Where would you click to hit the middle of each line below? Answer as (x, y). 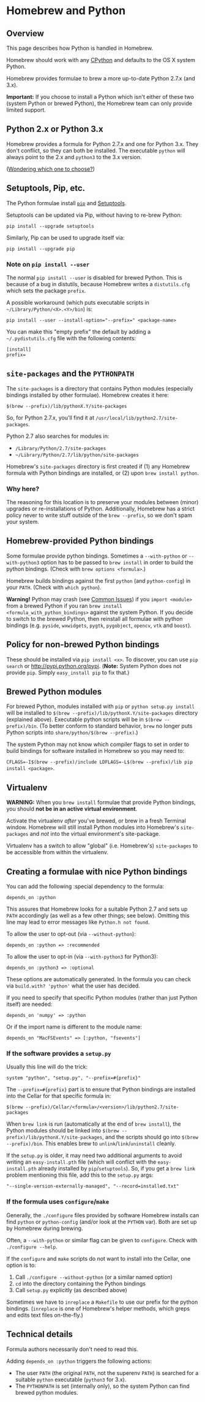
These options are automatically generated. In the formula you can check (99, 979)
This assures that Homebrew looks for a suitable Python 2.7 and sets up (97, 909)
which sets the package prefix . (46, 290)
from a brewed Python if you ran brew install (64, 606)
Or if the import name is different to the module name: (74, 1027)
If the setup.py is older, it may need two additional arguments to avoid (94, 1156)
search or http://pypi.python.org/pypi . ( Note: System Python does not (94, 666)
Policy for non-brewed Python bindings (83, 645)
